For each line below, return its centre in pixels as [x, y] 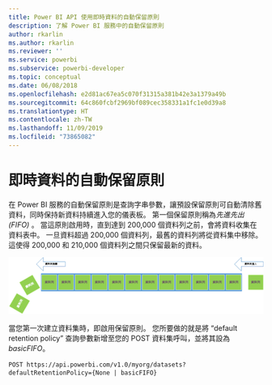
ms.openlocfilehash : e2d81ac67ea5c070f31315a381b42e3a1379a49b [117, 94]
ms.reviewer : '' [36, 51]
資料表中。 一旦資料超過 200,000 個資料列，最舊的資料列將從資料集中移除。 [136, 234]
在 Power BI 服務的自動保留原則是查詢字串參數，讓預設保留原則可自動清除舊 [135, 204]
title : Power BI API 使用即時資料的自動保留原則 [84, 17]
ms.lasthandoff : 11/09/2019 [56, 128]
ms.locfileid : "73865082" [52, 137]
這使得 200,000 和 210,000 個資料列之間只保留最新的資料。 [107, 245]
